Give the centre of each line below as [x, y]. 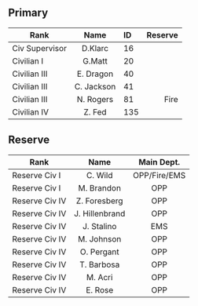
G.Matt [95, 60]
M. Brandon [100, 188]
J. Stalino [99, 226]
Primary [28, 13]
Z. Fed [95, 111]
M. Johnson [99, 239]
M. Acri [99, 277]
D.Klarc [95, 48]
